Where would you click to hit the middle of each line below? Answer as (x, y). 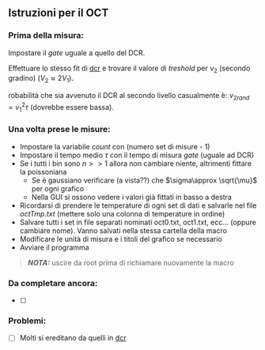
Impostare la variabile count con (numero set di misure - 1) (115, 146)
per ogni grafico (58, 188)
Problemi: (27, 321)
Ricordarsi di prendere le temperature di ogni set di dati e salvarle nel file (138, 205)
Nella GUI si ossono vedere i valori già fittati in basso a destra (131, 197)
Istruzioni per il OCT (59, 13)
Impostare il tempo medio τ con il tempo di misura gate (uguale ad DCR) (137, 155)
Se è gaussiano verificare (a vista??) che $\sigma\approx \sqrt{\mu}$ (144, 180)
